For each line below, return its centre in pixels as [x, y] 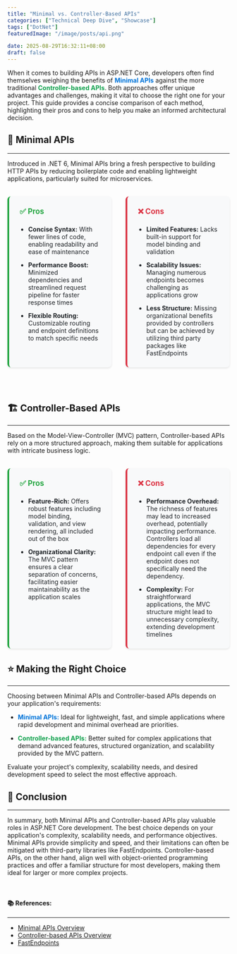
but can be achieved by [181, 330]
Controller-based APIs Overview [64, 936]
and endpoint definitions [63, 330]
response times [50, 302]
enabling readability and [63, 245]
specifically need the [177, 568]
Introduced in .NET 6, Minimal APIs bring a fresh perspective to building [111, 164]
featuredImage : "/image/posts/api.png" [66, 33]
